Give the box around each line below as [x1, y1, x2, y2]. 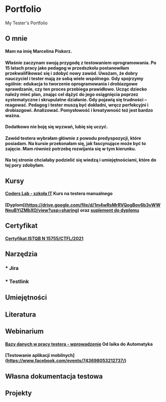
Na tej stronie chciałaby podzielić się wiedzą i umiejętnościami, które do [5, 157, 157, 163]
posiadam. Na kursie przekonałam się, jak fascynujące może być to [5, 140, 146, 146]
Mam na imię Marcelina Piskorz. [5, 48, 72, 54]
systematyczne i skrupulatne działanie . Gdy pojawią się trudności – [5, 96, 147, 102]
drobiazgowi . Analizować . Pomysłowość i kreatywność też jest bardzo [5, 107, 153, 113]
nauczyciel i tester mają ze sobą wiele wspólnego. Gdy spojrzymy [5, 76, 144, 81]
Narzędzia [5, 250, 38, 258]
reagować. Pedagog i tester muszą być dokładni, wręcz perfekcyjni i [5, 102, 149, 108]
